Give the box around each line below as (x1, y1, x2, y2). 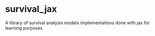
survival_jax (5, 3, 57, 15)
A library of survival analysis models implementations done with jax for (5, 20, 150, 26)
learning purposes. (5, 25, 44, 31)
